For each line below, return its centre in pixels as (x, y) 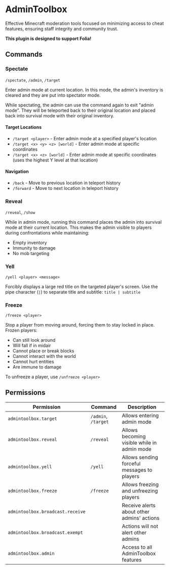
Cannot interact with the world (44, 356)
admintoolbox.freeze (32, 491)
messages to (137, 470)
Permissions (25, 393)
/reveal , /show (20, 212)
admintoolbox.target (32, 418)
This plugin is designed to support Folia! (48, 38)
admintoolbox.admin (31, 553)
